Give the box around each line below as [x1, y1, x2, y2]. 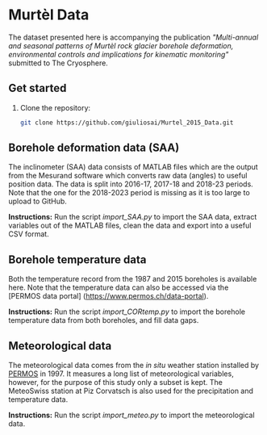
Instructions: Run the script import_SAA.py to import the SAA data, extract [8, 212, 257, 222]
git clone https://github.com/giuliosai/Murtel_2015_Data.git [19, 119, 234, 127]
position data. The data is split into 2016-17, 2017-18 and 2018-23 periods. [8, 179, 254, 189]
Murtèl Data [8, 6, 90, 24]
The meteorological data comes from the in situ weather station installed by [8, 361, 260, 370]
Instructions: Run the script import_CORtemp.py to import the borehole [8, 307, 246, 316]
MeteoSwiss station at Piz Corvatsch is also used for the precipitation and [8, 386, 254, 396]
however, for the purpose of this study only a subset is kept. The [8, 378, 223, 387]
